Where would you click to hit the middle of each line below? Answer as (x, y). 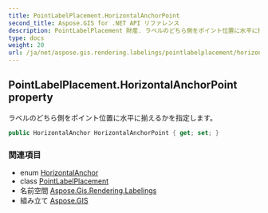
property (31, 98)
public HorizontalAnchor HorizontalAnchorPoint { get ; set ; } (114, 132)
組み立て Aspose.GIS (54, 200)
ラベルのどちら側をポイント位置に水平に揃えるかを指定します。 (113, 117)
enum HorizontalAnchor (59, 172)
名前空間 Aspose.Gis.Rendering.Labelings (88, 190)
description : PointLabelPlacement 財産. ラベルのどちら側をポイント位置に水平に (133, 30)
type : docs (26, 38)
